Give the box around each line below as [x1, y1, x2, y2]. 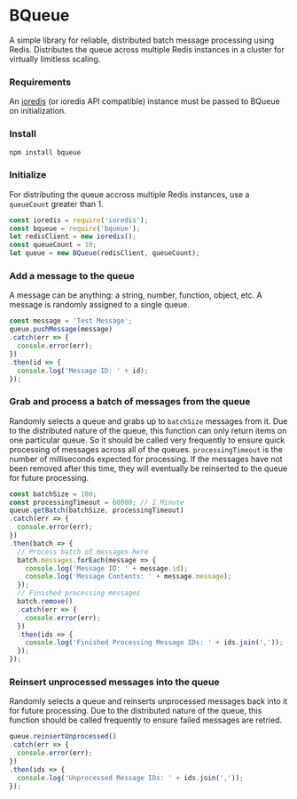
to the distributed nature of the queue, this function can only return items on [9, 425, 287, 435]
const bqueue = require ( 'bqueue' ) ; [9, 224, 141, 233]
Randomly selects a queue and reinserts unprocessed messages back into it [9, 696, 288, 707]
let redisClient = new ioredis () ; [9, 232, 137, 241]
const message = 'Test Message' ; [9, 316, 133, 325]
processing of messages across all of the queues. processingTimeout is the [9, 443, 284, 454]
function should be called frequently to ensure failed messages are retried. [9, 715, 282, 725]
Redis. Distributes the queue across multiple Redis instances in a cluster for [9, 44, 285, 54]
